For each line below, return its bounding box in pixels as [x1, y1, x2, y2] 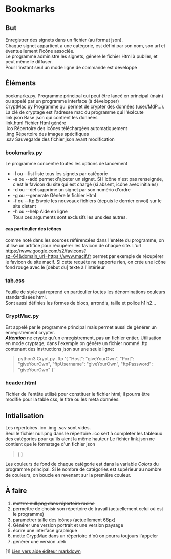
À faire [5, 487, 27, 496]
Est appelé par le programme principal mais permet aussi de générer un [5, 324, 157, 330]
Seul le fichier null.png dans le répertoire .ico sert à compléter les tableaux [5, 431, 163, 437]
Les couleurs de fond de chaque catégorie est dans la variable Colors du [5, 461, 159, 467]
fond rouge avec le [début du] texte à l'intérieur [5, 264, 105, 270]
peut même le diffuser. [5, 59, 53, 64]
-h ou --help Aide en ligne [12, 208, 68, 215]
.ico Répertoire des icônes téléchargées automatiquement [5, 125, 127, 131]
